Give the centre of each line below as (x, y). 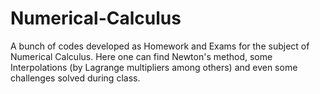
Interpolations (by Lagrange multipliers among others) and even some (154, 67)
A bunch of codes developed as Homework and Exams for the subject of (160, 46)
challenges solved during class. (75, 78)
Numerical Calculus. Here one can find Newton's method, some (141, 56)
